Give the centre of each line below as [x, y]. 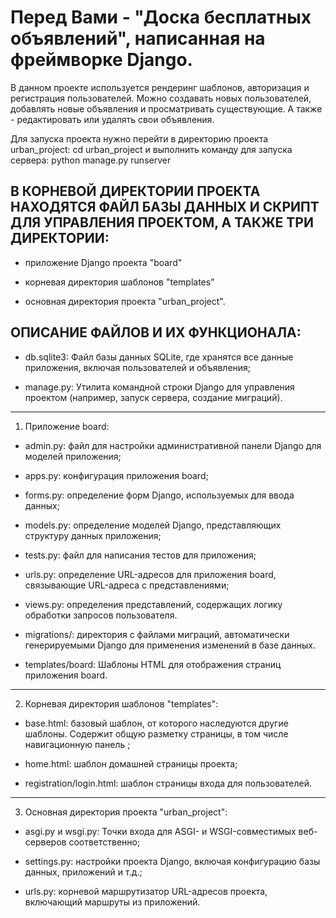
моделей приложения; [73, 456]
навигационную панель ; [77, 744]
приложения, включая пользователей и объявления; [138, 367]
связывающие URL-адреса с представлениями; [127, 585]
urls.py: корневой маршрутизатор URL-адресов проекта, [146, 891]
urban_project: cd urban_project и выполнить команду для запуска [151, 149]
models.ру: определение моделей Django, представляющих [153, 525]
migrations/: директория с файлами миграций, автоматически [157, 634]
